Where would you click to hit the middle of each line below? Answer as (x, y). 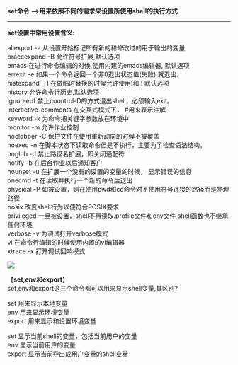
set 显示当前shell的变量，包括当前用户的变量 (72, 336)
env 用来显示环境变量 (39, 312)
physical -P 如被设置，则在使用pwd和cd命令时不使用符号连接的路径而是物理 (118, 189)
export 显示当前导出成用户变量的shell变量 (68, 354)
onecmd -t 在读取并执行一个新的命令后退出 (70, 180)
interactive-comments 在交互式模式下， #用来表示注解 (87, 110)
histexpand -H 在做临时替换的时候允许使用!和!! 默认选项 (89, 83)
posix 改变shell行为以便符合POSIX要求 (63, 207)
